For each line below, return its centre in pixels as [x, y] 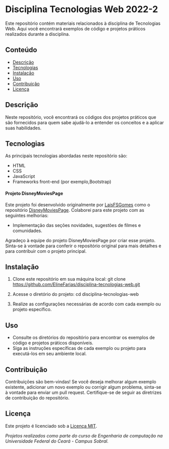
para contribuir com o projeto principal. [46, 251]
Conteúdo [21, 50]
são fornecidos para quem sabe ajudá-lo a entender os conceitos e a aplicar [84, 122]
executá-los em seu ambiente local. [49, 354]
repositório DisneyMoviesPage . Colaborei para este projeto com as [75, 210]
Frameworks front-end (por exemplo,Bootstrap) [62, 182]
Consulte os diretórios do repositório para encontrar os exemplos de [83, 338]
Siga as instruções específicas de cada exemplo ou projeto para [79, 348]
